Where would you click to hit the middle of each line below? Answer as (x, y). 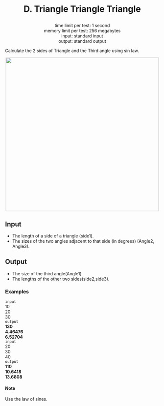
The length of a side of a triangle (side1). (53, 236)
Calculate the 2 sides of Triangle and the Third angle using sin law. (72, 51)
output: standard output (82, 41)
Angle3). (21, 246)
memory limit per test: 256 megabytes (82, 31)
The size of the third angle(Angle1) (47, 273)
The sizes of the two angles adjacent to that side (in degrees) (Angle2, (83, 241)
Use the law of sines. (26, 399)
